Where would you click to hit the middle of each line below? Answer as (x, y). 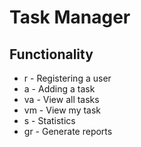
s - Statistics (49, 120)
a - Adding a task (59, 89)
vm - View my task (62, 110)
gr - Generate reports (68, 131)
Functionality (51, 54)
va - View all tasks (61, 99)
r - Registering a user (67, 78)
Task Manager (70, 17)
